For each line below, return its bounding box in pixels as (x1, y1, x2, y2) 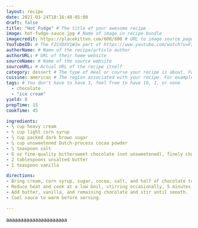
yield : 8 (6, 96, 28, 102)
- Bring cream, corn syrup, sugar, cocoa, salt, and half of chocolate (6, 178, 186, 184)
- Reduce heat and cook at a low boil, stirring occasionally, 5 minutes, (6, 184, 194, 190)
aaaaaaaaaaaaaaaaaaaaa (6, 216, 68, 223)
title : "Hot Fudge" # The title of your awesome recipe (6, 25, 146, 31)
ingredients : (6, 118, 38, 124)
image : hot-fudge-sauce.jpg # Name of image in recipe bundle (6, 31, 162, 37)
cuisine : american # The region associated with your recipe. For (6, 74, 173, 80)
